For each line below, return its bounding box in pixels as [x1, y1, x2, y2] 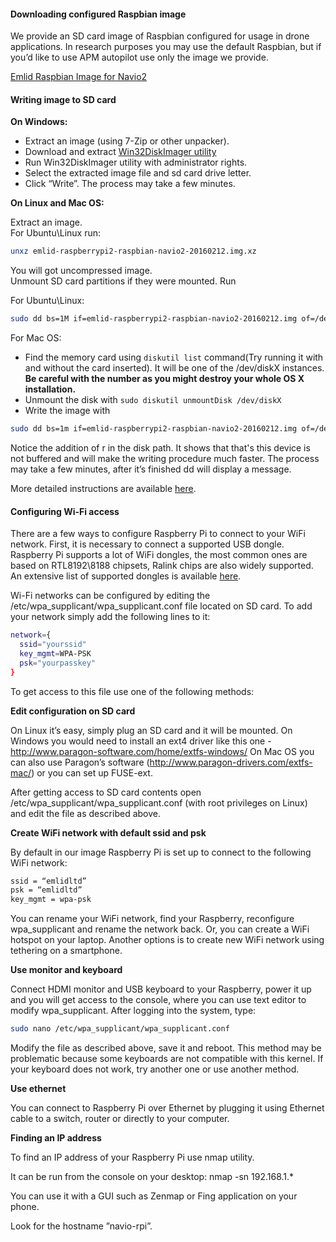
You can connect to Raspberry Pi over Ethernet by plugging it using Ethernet [10, 1102, 325, 1114]
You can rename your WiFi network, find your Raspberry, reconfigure [10, 913, 295, 925]
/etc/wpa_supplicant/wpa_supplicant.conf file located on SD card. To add [10, 600, 313, 612]
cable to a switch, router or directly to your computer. [10, 1113, 230, 1125]
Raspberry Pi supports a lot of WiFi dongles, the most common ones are [10, 549, 308, 561]
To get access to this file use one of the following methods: [10, 685, 255, 697]
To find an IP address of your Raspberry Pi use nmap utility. [10, 1151, 255, 1164]
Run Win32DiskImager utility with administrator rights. [24, 156, 248, 169]
